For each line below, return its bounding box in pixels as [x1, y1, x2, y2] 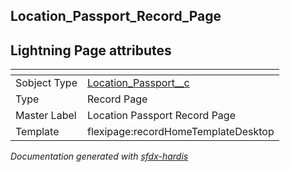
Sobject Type [15, 76, 78, 90]
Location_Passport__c [86, 76, 190, 90]
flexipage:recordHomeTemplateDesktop [86, 125, 275, 139]
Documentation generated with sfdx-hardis [10, 150, 189, 163]
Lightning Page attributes [10, 42, 172, 59]
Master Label [15, 109, 77, 123]
